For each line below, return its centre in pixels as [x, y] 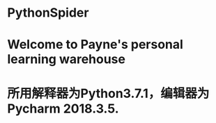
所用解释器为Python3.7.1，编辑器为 [108, 93]
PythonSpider [48, 13]
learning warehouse [66, 59]
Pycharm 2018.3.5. [63, 108]
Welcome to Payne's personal [95, 45]
